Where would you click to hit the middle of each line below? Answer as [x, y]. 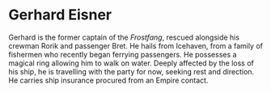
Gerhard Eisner [60, 15]
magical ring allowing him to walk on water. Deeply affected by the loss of [131, 63]
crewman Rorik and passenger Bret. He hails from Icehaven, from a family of [136, 45]
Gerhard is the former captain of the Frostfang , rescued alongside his [124, 37]
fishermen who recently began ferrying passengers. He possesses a [123, 54]
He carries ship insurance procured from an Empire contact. [108, 80]
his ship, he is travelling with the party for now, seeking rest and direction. [131, 71]
